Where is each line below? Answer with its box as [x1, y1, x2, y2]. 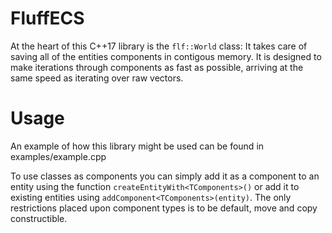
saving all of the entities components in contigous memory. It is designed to [10, 50, 322, 62]
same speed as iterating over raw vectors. [10, 72, 184, 84]
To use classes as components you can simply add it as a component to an [10, 170, 320, 182]
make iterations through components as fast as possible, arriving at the [10, 61, 304, 73]
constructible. [10, 212, 68, 224]
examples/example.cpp [10, 150, 107, 162]
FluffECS [10, 7, 85, 30]
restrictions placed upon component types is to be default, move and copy [10, 202, 318, 214]
